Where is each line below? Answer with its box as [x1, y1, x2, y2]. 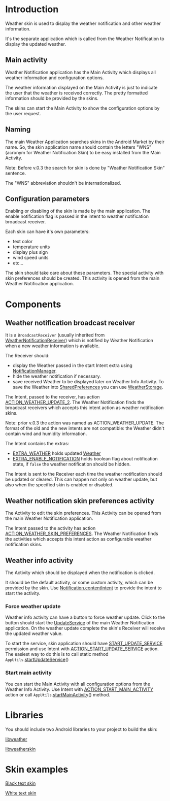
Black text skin [5, 780, 36, 786]
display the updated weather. [5, 41, 66, 47]
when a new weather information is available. [5, 343, 100, 349]
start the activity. [5, 590, 41, 596]
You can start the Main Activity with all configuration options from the [5, 681, 151, 687]
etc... [12, 260, 24, 266]
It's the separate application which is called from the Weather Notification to [5, 36, 164, 42]
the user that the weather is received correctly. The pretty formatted [5, 90, 148, 96]
